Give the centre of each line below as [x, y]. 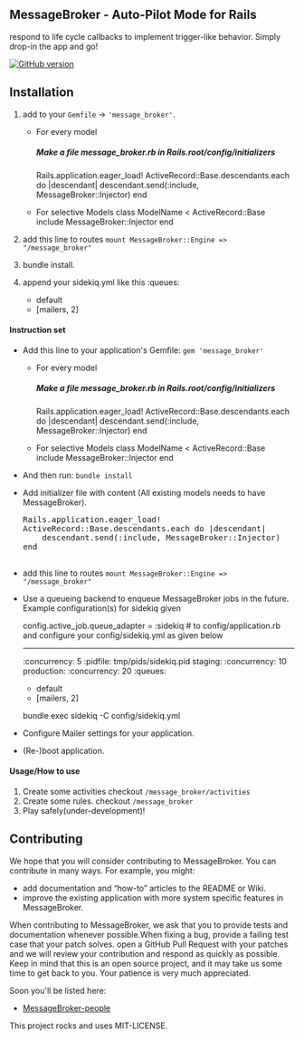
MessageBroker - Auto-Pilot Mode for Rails [133, 15]
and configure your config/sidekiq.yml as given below [123, 635]
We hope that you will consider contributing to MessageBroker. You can [143, 861]
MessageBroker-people [66, 1007]
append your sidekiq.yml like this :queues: [101, 282]
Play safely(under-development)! [84, 810]
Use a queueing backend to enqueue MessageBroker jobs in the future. [156, 598]
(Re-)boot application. [63, 750]
